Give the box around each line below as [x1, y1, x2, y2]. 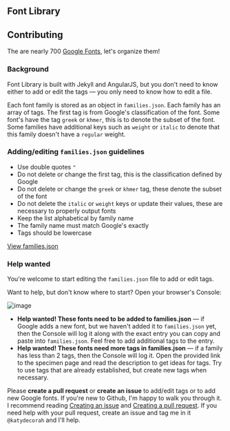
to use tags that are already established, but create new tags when [17, 366, 207, 375]
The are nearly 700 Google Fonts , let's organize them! [7, 48, 160, 56]
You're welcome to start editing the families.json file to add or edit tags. [7, 275, 215, 283]
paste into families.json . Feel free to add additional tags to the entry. [17, 337, 215, 345]
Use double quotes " [17, 162, 76, 171]
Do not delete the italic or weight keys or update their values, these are [17, 199, 223, 207]
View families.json [7, 242, 59, 250]
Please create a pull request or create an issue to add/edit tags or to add [7, 387, 216, 395]
